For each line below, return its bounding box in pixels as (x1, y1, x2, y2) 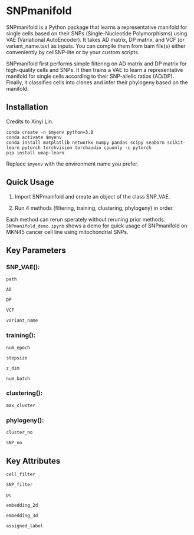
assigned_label (6, 523, 44, 529)
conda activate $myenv (6, 134, 62, 140)
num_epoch (6, 345, 31, 351)
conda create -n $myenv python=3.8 (6, 129, 94, 135)
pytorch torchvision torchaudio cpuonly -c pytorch (21, 144, 152, 151)
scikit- (167, 140, 186, 146)
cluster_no (6, 430, 33, 435)
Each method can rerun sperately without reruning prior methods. (6, 216, 166, 223)
